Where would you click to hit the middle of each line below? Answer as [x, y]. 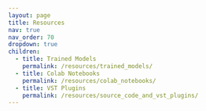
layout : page [29, 15]
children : [24, 52]
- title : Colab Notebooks [58, 73]
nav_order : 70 [31, 37]
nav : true [24, 30]
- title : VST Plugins [51, 88]
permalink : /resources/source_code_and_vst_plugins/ [110, 95]
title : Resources [37, 23]
